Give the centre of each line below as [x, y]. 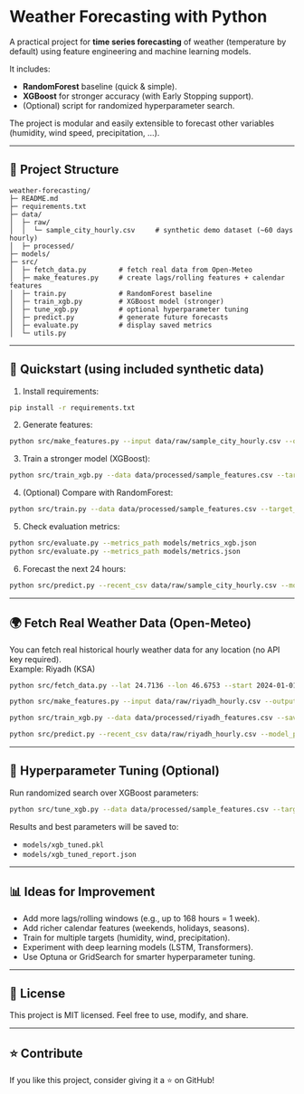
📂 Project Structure [64, 170]
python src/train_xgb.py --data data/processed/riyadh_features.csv [141, 718]
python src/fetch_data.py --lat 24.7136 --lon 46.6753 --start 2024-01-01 [153, 685]
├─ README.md [34, 198]
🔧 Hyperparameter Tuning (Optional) [114, 771]
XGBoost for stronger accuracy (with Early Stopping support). [138, 96]
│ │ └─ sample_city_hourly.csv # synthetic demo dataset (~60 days [152, 230]
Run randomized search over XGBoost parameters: [104, 793]
